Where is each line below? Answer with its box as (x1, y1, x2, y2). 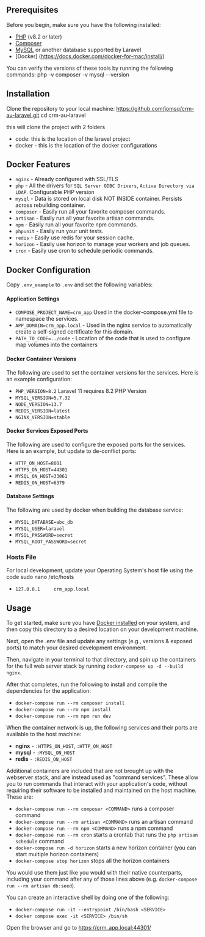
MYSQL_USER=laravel (15, 526, 65, 532)
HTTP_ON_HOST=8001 (15, 460, 62, 466)
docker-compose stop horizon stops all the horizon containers (15, 857, 170, 865)
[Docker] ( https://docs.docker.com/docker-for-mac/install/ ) (15, 52, 165, 60)
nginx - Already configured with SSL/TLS (15, 176, 118, 183)
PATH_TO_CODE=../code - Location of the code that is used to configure (15, 335, 191, 342)
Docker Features (6, 159, 71, 170)
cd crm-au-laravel (40, 111, 86, 119)
